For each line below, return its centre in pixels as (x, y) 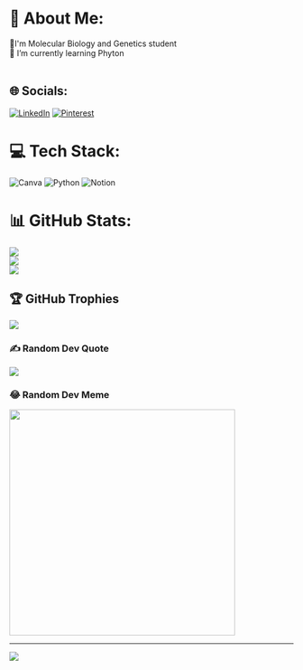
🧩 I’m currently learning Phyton (67, 52)
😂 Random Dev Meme (60, 394)
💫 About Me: (57, 19)
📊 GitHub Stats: (71, 220)
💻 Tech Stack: (65, 151)
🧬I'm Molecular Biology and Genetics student (93, 43)
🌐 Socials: (39, 91)
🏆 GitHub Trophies (64, 299)
